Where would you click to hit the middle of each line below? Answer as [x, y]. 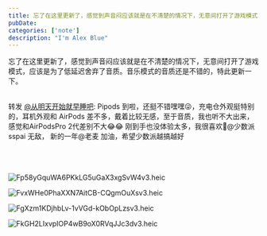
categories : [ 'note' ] [44, 30]
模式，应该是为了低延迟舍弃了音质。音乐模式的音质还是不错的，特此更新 [126, 72]
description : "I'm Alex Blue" [58, 38]
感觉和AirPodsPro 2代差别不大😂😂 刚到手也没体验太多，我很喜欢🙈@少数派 [132, 126]
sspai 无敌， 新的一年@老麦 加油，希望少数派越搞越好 [97, 137]
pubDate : [23, 23]
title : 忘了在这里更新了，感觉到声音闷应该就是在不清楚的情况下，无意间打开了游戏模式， [136, 15]
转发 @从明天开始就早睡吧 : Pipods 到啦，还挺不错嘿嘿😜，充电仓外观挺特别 [132, 106]
